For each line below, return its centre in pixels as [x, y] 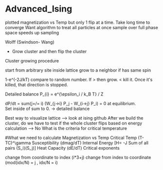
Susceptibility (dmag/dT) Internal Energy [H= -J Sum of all [90, 143]
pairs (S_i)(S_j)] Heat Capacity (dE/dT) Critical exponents [63, 148]
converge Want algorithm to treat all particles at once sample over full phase [81, 27]
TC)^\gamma [18, 143]
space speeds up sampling [32, 32]
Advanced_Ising [39, 9]
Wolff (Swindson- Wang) [30, 42]
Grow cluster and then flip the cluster [49, 51]
